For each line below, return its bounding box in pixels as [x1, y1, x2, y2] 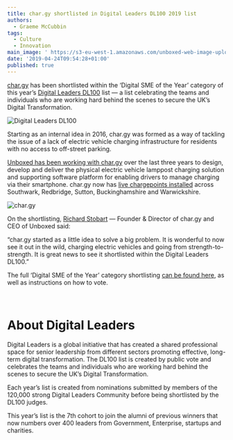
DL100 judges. [7, 398, 49, 406]
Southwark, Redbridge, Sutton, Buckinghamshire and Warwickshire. [7, 187, 201, 196]
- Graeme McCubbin [13, 23, 67, 30]
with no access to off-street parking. [7, 144, 112, 153]
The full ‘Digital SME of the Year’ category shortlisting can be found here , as [7, 271, 225, 279]
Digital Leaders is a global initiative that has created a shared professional [7, 340, 218, 348]
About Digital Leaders [7, 317, 135, 333]
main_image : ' [7, 49, 49, 56]
